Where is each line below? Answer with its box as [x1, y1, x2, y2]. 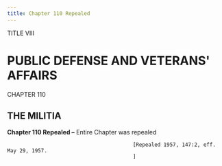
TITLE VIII [7, 29, 35, 37]
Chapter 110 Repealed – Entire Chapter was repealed [7, 128, 157, 137]
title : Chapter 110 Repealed [7, 10, 90, 17]
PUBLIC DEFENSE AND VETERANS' [7, 53, 210, 69]
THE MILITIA [7, 110, 62, 121]
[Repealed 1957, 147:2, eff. [132, 141, 216, 148]
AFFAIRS [7, 67, 58, 83]
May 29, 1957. [7, 147, 48, 154]
